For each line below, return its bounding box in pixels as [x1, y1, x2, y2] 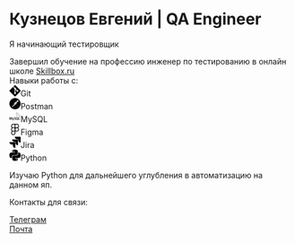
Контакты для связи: [9, 196, 88, 207]
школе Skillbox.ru [9, 65, 75, 76]
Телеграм [9, 213, 47, 224]
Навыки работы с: [9, 74, 79, 85]
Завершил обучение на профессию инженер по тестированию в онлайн [9, 56, 287, 66]
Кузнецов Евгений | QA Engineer [9, 9, 262, 30]
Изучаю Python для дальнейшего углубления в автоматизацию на [9, 169, 263, 180]
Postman [21, 100, 54, 111]
